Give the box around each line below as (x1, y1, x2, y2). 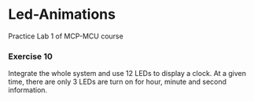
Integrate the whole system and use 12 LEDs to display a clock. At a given (8, 69, 246, 78)
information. (8, 85, 48, 95)
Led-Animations (8, 5, 116, 23)
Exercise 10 (8, 51, 53, 62)
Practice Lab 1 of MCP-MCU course (8, 31, 123, 41)
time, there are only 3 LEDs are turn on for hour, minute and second (8, 77, 226, 87)
